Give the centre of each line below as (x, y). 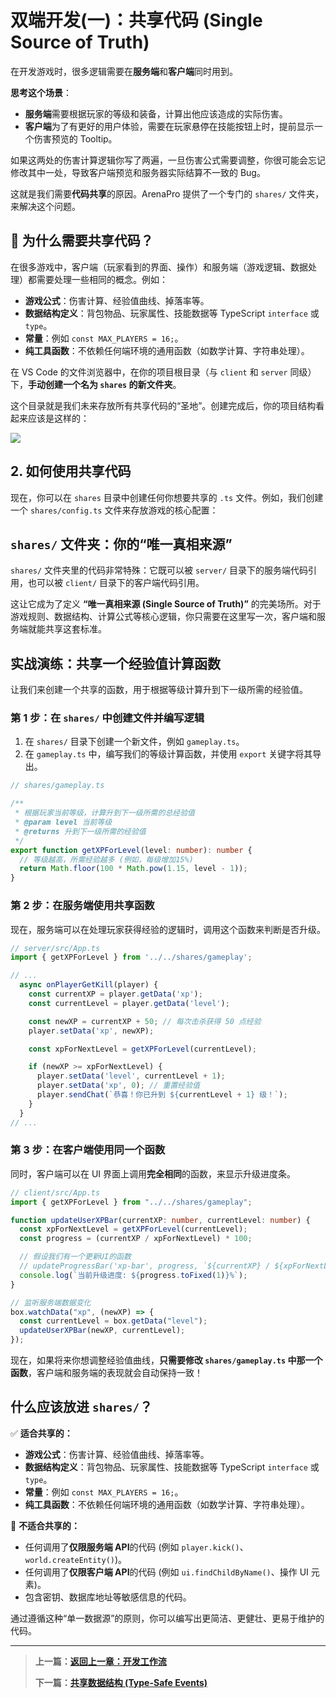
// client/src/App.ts (55, 1192)
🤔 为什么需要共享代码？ (82, 241)
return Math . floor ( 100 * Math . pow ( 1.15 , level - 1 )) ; (133, 869)
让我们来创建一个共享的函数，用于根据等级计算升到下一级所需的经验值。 (159, 690)
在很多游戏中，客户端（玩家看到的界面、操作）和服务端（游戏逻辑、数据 (159, 267)
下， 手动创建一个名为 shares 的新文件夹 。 (96, 384)
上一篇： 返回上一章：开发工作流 (100, 1661)
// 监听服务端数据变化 (51, 1302)
